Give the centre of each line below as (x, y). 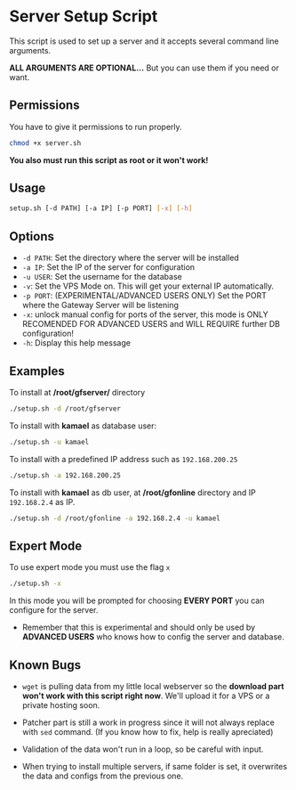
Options (32, 236)
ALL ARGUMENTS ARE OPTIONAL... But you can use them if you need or (144, 68)
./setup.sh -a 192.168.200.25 (65, 475)
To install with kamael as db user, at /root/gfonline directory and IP (132, 493)
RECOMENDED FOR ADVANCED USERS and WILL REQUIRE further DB (151, 324)
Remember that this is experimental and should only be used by (139, 627)
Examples (37, 371)
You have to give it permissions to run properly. (96, 126)
